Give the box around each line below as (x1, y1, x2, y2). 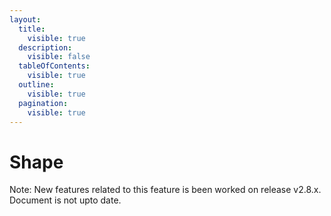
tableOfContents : (18, 61, 91, 71)
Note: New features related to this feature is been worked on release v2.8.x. (9, 184, 322, 196)
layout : (9, 14, 42, 25)
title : (18, 24, 46, 34)
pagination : (18, 98, 69, 108)
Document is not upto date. (9, 194, 122, 206)
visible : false (27, 52, 91, 62)
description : (18, 42, 73, 53)
